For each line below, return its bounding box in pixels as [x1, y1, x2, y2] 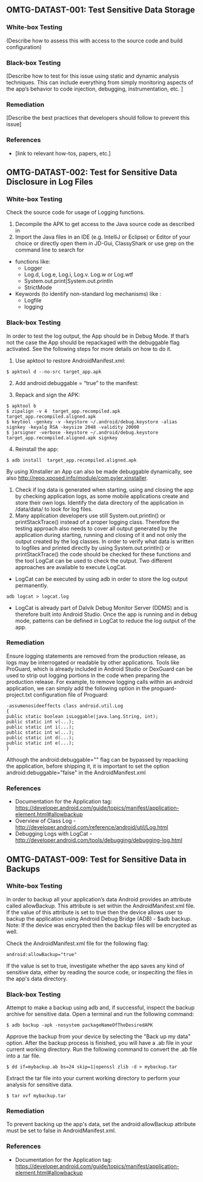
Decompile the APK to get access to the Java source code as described [15, 220, 195, 228]
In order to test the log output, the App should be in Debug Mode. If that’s [6, 332, 190, 340]
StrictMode [24, 284, 53, 291]
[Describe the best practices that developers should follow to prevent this [6, 114, 190, 121]
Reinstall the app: [15, 445, 59, 453]
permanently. [15, 581, 48, 589]
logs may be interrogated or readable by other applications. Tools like [6, 658, 180, 666]
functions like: [15, 258, 50, 265]
